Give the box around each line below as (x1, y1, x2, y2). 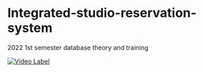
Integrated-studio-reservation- (7, 5, 197, 21)
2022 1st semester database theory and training (7, 43, 149, 52)
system (7, 20, 53, 36)
